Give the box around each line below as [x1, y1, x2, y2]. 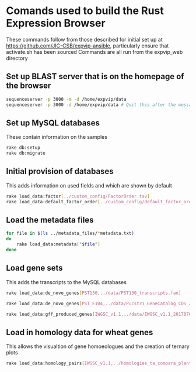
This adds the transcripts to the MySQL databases [6, 278, 127, 285]
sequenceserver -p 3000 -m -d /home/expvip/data [6, 96, 127, 102]
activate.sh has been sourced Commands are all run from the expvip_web [6, 48, 183, 55]
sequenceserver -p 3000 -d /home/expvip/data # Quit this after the [6, 101, 176, 108]
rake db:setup [6, 145, 41, 151]
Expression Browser [6, 16, 106, 30]
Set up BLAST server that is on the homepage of [6, 71, 184, 81]
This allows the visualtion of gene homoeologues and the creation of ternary [6, 343, 190, 350]
